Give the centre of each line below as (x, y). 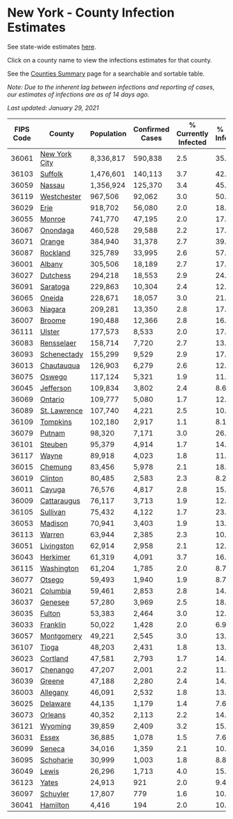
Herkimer (55, 557)
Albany (51, 264)
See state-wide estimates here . (52, 46)
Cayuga (53, 489)
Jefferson (55, 388)
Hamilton (54, 804)
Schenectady (62, 354)
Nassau (52, 185)
